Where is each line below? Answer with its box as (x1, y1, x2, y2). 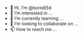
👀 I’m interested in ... (10, 10, 53, 16)
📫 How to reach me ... (10, 26, 57, 32)
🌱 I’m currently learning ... (10, 15, 64, 21)
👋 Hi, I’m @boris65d (10, 5, 52, 10)
